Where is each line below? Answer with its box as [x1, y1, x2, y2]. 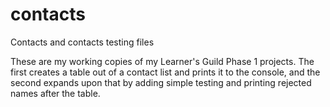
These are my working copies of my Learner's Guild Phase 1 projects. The [10, 55, 315, 67]
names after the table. [10, 87, 101, 99]
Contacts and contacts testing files [10, 36, 155, 48]
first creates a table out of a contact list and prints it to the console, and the [10, 66, 321, 78]
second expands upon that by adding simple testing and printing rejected [10, 76, 312, 88]
